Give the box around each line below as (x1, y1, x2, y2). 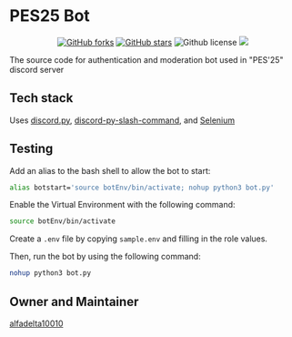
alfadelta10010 (9, 318, 64, 329)
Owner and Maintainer (9, 293, 139, 310)
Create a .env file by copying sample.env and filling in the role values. (9, 233, 268, 244)
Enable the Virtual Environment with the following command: (9, 199, 236, 210)
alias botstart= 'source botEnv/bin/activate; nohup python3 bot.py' (9, 183, 275, 192)
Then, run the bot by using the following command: (9, 251, 202, 262)
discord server (9, 64, 65, 75)
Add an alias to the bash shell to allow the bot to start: (9, 165, 211, 176)
